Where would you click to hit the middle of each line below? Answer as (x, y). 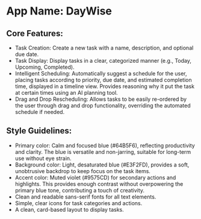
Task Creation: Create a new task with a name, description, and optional (104, 48)
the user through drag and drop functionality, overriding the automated (103, 106)
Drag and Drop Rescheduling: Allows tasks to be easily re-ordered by (101, 99)
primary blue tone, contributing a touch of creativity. (80, 190)
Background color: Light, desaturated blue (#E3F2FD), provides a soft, (102, 165)
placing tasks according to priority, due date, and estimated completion (103, 80)
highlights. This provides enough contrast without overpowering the (99, 184)
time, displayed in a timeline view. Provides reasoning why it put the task (104, 86)
